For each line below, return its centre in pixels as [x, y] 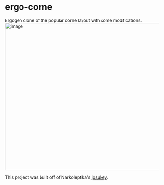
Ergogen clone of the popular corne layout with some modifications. [73, 20]
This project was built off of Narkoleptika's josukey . [57, 177]
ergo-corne [29, 7]
